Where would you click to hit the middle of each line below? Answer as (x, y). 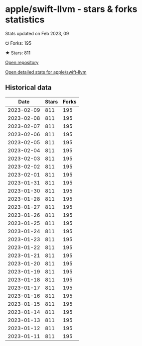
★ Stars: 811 (18, 53)
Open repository (22, 62)
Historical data (28, 88)
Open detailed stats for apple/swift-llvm (46, 72)
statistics (25, 20)
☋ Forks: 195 (18, 43)
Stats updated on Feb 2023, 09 (37, 33)
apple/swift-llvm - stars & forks (71, 9)
